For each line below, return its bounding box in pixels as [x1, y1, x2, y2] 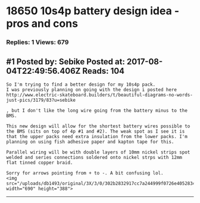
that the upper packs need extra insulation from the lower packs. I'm [6, 133, 187, 139]
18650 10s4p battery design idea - [6, 4, 180, 18]
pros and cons [6, 17, 79, 30]
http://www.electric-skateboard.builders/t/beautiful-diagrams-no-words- [6, 92, 193, 98]
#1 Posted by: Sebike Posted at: [6, 57, 125, 67]
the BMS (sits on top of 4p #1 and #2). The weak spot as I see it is [6, 128, 185, 135]
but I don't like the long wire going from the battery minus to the [11, 107, 187, 114]
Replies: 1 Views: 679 [6, 38, 69, 46]
